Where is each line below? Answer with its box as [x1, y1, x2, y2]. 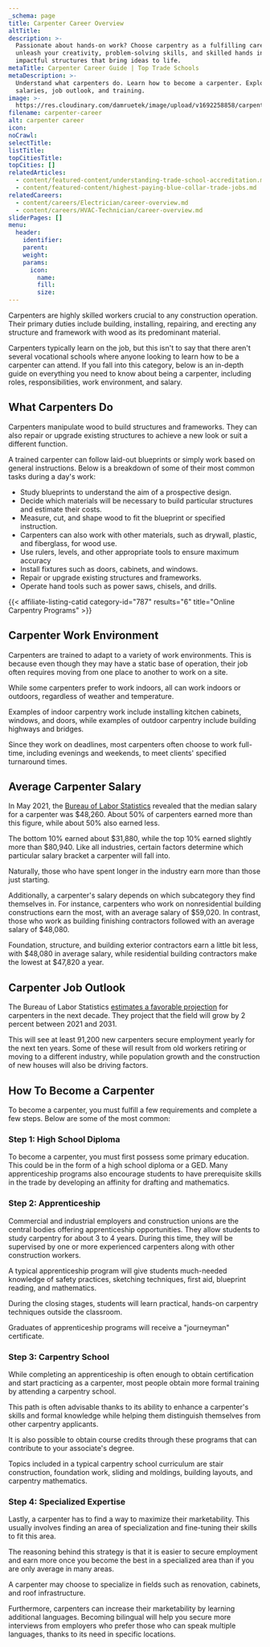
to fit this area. [8, 1531, 56, 1541]
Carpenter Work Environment [8, 629, 159, 643]
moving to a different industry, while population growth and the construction [8, 1052, 260, 1062]
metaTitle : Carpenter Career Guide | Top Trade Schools [8, 64, 199, 72]
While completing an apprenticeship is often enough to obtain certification [8, 1369, 254, 1379]
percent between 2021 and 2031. [8, 1019, 117, 1029]
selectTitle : [8, 138, 52, 147]
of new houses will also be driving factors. [8, 1061, 149, 1070]
